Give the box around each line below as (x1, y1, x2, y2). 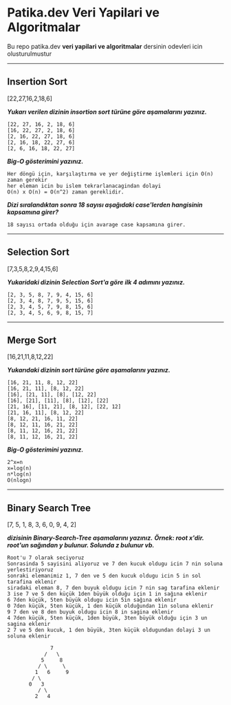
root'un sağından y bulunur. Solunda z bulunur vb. (7, 541, 155, 549)
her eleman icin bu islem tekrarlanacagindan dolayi (7, 182, 162, 189)
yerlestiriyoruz (7, 567, 54, 574)
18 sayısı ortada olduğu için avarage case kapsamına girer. (7, 221, 186, 228)
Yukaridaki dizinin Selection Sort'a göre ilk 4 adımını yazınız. (7, 277, 186, 286)
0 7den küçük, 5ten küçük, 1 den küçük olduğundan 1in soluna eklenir (7, 602, 214, 610)
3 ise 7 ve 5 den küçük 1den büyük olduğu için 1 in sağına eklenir (7, 591, 208, 598)
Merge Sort (7, 334, 57, 346)
